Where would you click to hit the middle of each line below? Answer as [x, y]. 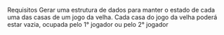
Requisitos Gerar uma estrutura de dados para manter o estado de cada [111, 10]
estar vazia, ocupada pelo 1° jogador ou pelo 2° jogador [88, 24]
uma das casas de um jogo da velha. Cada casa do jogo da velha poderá [112, 17]
